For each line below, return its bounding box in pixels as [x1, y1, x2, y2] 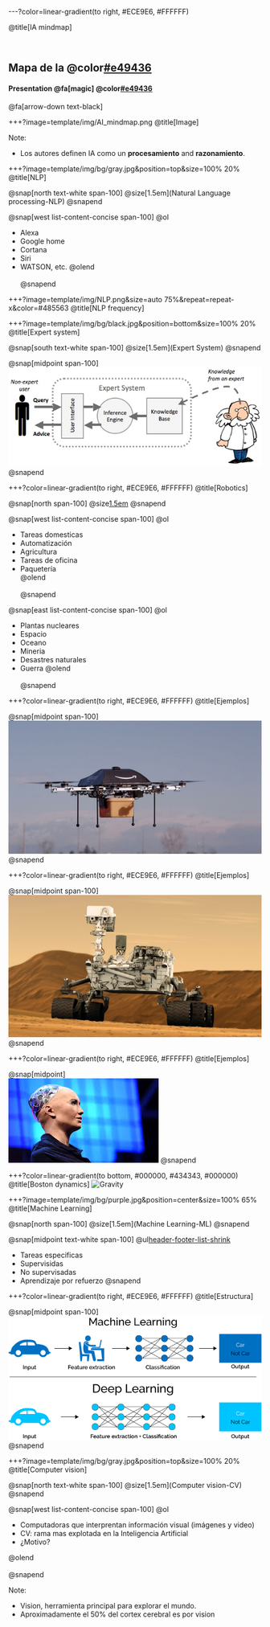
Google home [19, 236, 66, 246]
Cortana [19, 244, 47, 254]
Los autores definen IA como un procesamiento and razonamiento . [19, 148, 245, 158]
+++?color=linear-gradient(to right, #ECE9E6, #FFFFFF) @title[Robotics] [8, 483, 248, 493]
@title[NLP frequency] [70, 303, 145, 313]
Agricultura [19, 547, 58, 557]
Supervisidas [19, 1259, 64, 1268]
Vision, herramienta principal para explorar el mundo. [19, 1600, 197, 1610]
